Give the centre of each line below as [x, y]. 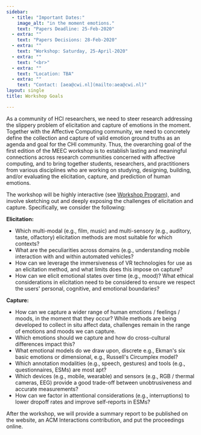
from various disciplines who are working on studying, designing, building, [99, 170]
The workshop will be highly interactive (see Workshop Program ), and [93, 195]
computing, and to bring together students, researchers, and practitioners [98, 163]
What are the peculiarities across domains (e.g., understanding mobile [102, 250]
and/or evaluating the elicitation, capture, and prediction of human [88, 176]
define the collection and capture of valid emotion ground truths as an [93, 138]
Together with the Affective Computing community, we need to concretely [98, 131]
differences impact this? [45, 344]
